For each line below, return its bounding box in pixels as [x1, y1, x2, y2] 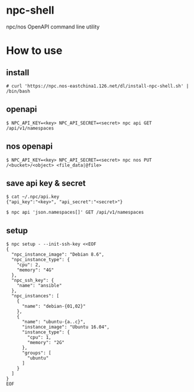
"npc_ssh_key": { [11, 278, 54, 284]
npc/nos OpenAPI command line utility [6, 23, 100, 30]
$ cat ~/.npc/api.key [6, 194, 60, 200]
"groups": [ [21, 350, 51, 356]
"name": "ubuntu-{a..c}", [21, 319, 86, 325]
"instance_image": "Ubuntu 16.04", [21, 324, 110, 330]
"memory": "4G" [17, 267, 54, 273]
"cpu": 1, [27, 335, 51, 340]
